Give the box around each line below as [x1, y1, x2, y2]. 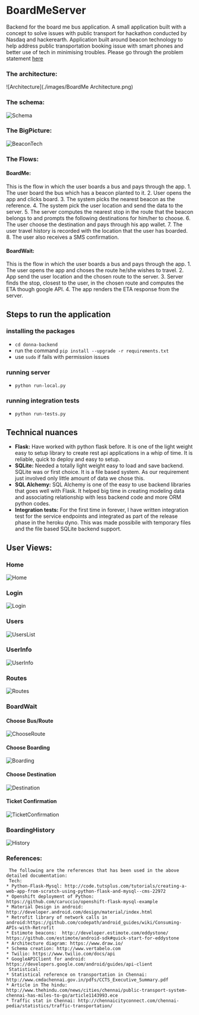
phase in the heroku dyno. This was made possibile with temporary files [14, 519, 191, 526]
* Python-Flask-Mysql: [6, 883, 62, 889]
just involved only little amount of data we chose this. [14, 474, 146, 482]
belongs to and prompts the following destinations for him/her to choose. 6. [6, 214, 191, 221]
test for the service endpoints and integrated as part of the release [14, 513, 178, 520]
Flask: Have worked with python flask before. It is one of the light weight [14, 443, 193, 450]
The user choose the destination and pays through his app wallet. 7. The [6, 221, 183, 228]
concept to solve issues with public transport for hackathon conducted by [6, 29, 187, 36]
